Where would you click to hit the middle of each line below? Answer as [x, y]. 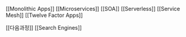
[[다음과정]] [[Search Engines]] [44, 28]
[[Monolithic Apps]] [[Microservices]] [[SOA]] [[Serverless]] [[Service [93, 9]
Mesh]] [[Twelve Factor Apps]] [44, 15]
